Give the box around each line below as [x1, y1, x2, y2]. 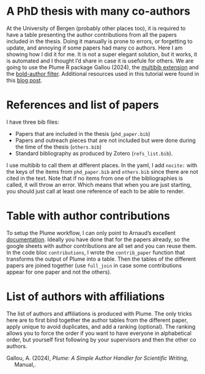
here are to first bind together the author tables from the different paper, [6, 316, 188, 324]
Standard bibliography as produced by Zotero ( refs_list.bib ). [15, 149, 173, 157]
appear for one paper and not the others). [6, 268, 112, 275]
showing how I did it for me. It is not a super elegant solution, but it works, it [6, 50, 198, 58]
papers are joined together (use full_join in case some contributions [6, 261, 182, 269]
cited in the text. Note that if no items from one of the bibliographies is [6, 174, 184, 182]
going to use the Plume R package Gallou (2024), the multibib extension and [6, 63, 199, 71]
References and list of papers [6, 98, 159, 112]
